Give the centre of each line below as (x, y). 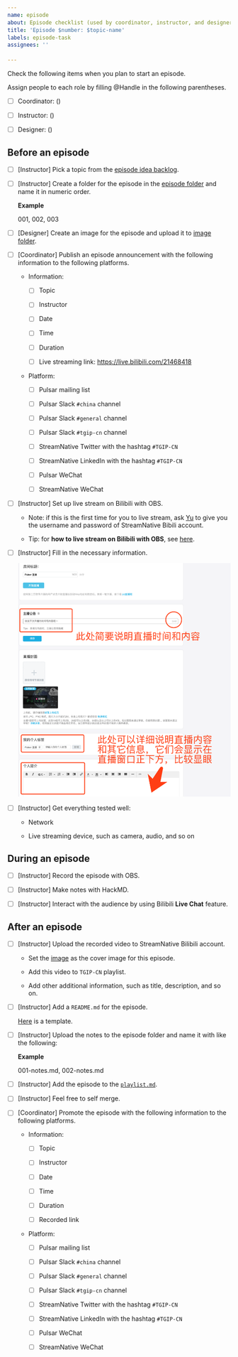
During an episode (49, 859)
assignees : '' (28, 45)
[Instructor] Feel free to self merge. (69, 1098)
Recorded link (59, 1219)
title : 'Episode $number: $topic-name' (66, 30)
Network (41, 822)
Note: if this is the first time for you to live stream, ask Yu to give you (128, 518)
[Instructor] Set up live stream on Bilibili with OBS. (90, 504)
